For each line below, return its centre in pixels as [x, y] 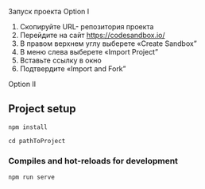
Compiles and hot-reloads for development [93, 161]
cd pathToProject [37, 141]
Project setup [43, 109]
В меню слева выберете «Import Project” [89, 52]
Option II [22, 84]
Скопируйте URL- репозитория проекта [87, 26]
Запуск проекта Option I [49, 11]
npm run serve [32, 177]
